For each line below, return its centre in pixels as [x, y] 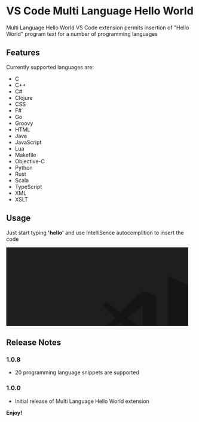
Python [24, 167]
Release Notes [34, 342]
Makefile [25, 155]
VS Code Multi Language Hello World [100, 11]
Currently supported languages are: [50, 67]
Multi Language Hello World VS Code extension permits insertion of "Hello [98, 27]
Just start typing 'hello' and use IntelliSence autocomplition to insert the [95, 233]
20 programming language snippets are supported [77, 372]
